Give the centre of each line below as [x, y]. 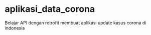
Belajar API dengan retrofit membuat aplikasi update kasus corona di [75, 23]
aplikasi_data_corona [50, 9]
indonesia [15, 28]
